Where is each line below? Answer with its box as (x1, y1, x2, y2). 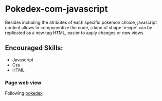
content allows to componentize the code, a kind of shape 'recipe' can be (5, 24, 153, 30)
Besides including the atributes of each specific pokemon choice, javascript (5, 19, 157, 25)
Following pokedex (5, 90, 43, 96)
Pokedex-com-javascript (5, 3, 108, 15)
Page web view (5, 79, 42, 86)
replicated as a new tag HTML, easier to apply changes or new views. (5, 30, 145, 35)
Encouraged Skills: (5, 44, 63, 52)
